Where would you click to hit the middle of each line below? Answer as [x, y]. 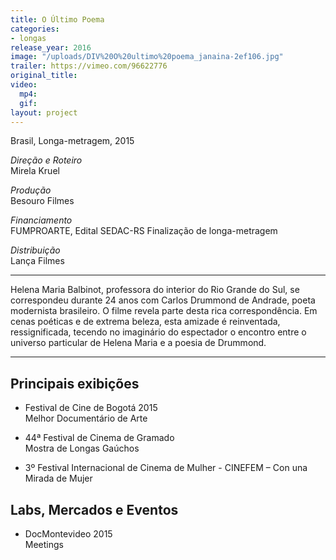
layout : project [44, 112]
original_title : [44, 76]
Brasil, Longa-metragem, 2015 [72, 141]
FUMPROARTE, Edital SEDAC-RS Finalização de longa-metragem [144, 231]
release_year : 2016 [51, 47]
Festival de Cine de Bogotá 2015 [91, 408]
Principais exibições [75, 383]
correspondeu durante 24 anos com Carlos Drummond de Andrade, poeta [163, 300]
